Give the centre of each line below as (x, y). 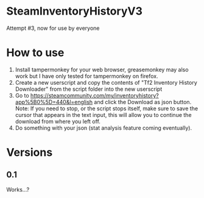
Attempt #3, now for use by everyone (53, 28)
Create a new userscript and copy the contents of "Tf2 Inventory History (106, 82)
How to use (35, 53)
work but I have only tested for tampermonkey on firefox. (86, 76)
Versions (30, 153)
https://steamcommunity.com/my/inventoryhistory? (95, 95)
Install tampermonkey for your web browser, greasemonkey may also (102, 69)
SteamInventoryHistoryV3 (75, 11)
